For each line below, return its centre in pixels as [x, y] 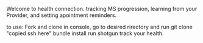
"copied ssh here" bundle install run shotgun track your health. [85, 33]
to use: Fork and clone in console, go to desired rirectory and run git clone [100, 27]
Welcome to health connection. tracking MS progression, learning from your [102, 9]
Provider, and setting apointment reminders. [62, 15]
